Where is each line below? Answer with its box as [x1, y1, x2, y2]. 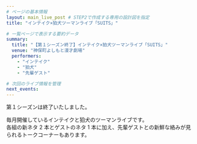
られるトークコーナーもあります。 [6, 131, 90, 139]
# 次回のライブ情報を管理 [6, 80, 61, 87]
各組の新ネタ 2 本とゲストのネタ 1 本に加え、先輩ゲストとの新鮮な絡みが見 [6, 124, 191, 131]
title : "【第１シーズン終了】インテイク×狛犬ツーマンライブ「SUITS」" [11, 42, 168, 48]
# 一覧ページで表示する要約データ [6, 31, 79, 37]
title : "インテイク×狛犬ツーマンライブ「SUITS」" [6, 20, 118, 26]
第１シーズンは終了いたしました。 [6, 103, 91, 111]
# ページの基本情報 [6, 8, 48, 15]
